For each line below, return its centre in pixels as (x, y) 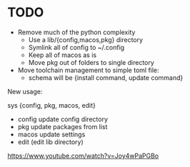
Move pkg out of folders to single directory (91, 62)
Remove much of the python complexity (76, 32)
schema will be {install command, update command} (106, 77)
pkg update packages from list (62, 126)
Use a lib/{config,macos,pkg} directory (86, 39)
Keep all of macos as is (62, 55)
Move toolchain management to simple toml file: (88, 70)
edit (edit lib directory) (50, 142)
